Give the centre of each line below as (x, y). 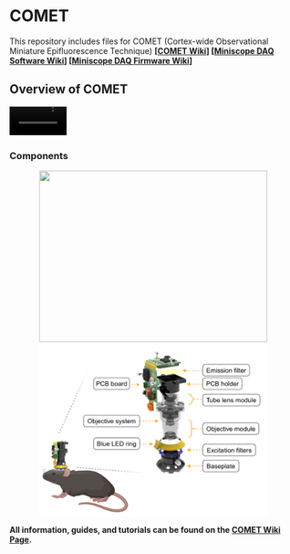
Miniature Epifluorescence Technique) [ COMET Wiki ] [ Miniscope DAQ (142, 50)
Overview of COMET (69, 89)
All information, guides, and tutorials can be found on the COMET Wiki (145, 530)
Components (39, 155)
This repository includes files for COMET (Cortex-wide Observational (139, 41)
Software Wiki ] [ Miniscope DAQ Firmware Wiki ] (101, 60)
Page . (21, 539)
